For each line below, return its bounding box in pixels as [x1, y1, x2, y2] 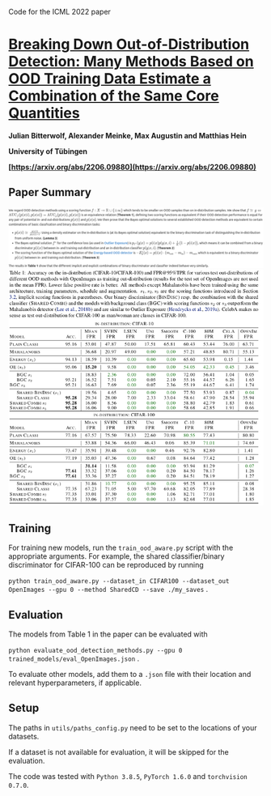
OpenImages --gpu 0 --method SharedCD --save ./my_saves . [8, 585, 209, 594]
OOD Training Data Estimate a [8, 70, 212, 88]
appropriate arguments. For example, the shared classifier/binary [8, 551, 225, 561]
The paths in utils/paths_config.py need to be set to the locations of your [8, 722, 257, 732]
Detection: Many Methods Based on [8, 53, 254, 71]
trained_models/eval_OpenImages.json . [8, 653, 140, 663]
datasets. [8, 731, 40, 741]
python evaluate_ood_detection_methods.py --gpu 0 [8, 647, 183, 655]
